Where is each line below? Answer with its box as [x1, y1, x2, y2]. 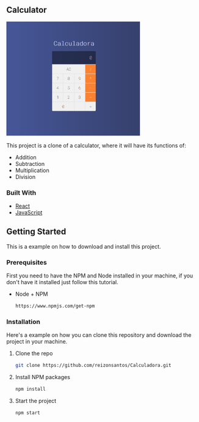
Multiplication [15, 167, 50, 174]
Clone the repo [15, 350, 53, 357]
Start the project [15, 397, 57, 404]
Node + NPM [15, 290, 48, 298]
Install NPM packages [15, 374, 70, 381]
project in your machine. [6, 338, 68, 345]
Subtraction [15, 160, 45, 167]
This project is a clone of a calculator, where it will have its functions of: [6, 141, 186, 149]
